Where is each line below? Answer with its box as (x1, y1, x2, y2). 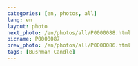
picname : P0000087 (7, 36, 60, 43)
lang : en (7, 16, 32, 23)
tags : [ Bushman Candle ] (7, 49, 76, 56)
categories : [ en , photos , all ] (7, 10, 97, 17)
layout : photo (7, 23, 48, 30)
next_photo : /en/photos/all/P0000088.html (7, 29, 131, 36)
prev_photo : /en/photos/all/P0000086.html (7, 42, 131, 49)
